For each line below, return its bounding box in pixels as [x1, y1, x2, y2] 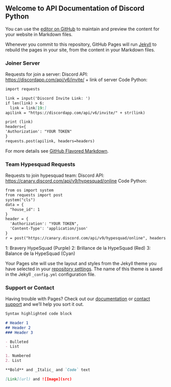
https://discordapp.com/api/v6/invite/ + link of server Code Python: [5, 77, 147, 83]
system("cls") [5, 197, 36, 202]
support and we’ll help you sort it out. [5, 301, 84, 307]
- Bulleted [5, 339, 29, 344]
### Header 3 [5, 330, 33, 335]
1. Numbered [5, 353, 31, 359]
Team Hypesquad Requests [5, 160, 76, 168]
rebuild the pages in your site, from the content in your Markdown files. [5, 46, 155, 53]
